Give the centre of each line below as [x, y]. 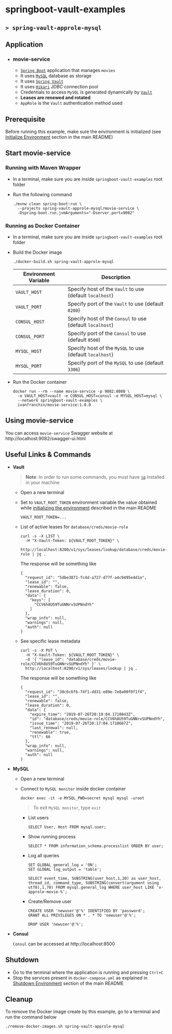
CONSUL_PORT [30, 337]
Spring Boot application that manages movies [68, 70]
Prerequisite [25, 119]
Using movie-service [39, 420]
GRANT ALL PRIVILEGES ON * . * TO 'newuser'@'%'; [82, 915]
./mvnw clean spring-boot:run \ [47, 204]
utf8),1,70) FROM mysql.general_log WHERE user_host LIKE [91, 887]
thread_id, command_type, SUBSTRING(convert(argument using [93, 883]
